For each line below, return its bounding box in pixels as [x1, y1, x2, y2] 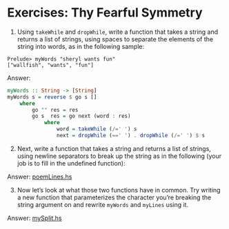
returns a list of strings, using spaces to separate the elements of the [17, 34, 214, 43]
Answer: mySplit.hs [7, 214, 62, 222]
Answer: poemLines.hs [7, 172, 72, 181]
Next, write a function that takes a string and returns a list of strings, [17, 144, 212, 152]
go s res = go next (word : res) [32, 112, 131, 120]
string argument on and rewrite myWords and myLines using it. [17, 200, 188, 208]
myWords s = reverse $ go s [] [7, 93, 97, 101]
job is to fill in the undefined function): [17, 159, 126, 167]
